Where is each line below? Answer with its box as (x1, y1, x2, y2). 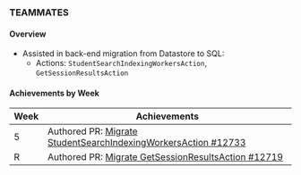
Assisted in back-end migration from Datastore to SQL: (21, 48, 225, 59)
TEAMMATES (9, 6, 69, 19)
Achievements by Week (9, 87, 100, 98)
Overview (9, 29, 47, 39)
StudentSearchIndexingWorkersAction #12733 (47, 137, 246, 149)
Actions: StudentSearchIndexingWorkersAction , (35, 58, 208, 69)
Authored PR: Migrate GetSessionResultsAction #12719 (47, 151, 284, 163)
